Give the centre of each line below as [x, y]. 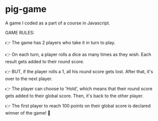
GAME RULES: [20, 32]
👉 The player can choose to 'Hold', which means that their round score [79, 89]
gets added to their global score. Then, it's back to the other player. [74, 96]
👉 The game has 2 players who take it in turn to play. [60, 42]
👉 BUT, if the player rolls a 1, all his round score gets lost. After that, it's [79, 71]
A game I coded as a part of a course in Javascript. [58, 23]
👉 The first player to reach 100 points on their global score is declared [78, 106]
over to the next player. [29, 79]
